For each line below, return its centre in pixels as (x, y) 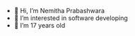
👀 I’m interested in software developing (71, 18)
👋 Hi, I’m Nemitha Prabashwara (59, 11)
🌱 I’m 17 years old (40, 25)
